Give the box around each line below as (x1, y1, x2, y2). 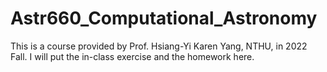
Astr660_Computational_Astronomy (10, 7, 318, 30)
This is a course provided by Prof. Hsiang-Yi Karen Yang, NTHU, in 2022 (10, 40, 308, 52)
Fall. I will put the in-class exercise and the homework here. (10, 50, 255, 62)
